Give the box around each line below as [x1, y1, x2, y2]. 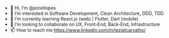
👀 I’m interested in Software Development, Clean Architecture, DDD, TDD [10, 10, 164, 16]
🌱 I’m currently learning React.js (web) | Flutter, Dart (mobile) [10, 16, 139, 22]
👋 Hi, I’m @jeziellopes [10, 5, 56, 11]
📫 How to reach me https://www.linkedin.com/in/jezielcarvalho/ [10, 27, 146, 33]
